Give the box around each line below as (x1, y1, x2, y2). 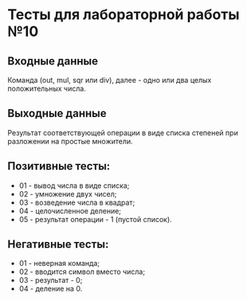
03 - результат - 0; (18, 276, 83, 285)
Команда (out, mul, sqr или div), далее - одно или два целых (7, 76, 212, 84)
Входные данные (7, 54, 99, 68)
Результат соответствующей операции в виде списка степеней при (7, 127, 238, 137)
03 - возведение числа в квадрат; (18, 197, 135, 207)
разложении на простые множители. (7, 136, 133, 146)
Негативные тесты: (7, 237, 109, 252)
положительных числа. (7, 84, 87, 93)
